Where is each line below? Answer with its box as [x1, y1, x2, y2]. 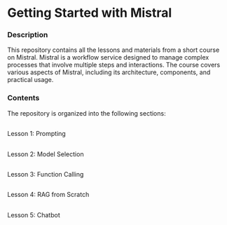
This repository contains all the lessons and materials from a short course [7, 46, 220, 54]
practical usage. [7, 76, 54, 84]
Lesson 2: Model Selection [7, 149, 84, 158]
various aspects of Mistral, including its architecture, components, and [7, 68, 211, 76]
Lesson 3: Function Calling [7, 170, 84, 178]
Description [7, 30, 48, 40]
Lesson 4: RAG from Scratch [7, 191, 90, 199]
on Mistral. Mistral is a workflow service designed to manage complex [7, 53, 209, 62]
